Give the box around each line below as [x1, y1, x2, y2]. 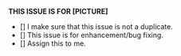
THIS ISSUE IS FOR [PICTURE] [8, 7, 108, 16]
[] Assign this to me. [19, 39, 86, 48]
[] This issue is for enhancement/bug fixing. [19, 31, 163, 39]
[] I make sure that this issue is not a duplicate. [19, 22, 173, 31]
